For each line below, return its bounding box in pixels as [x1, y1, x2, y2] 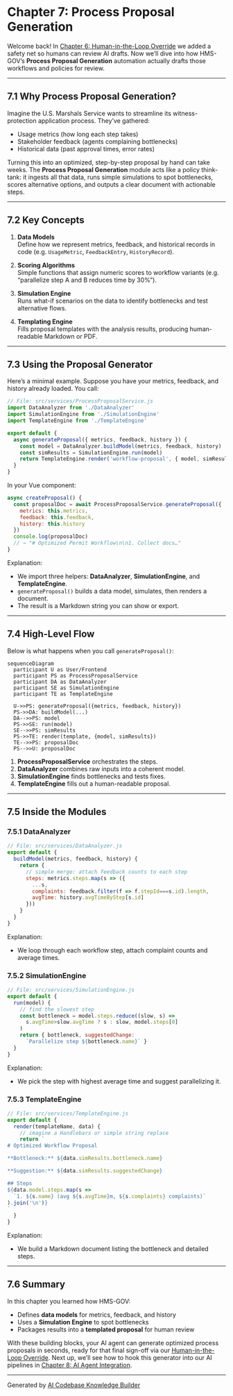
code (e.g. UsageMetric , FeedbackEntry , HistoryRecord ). [17, 247, 175, 255]
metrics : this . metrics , [19, 507, 89, 514]
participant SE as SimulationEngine [13, 684, 119, 691]
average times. [17, 953, 60, 961]
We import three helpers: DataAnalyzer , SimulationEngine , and [17, 572, 200, 580]
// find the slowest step [19, 1006, 95, 1013]
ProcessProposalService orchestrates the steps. [17, 757, 158, 766]
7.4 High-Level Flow [7, 628, 95, 640]
